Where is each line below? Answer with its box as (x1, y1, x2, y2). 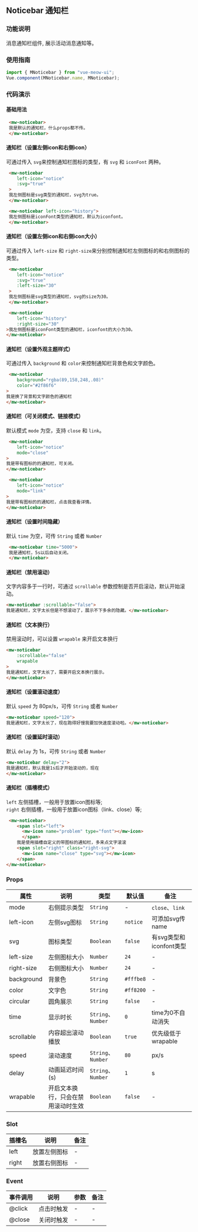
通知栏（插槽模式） (6, 784, 53, 792)
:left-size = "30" (16, 283, 57, 289)
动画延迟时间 (48, 1065, 84, 1073)
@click (9, 1204, 28, 1212)
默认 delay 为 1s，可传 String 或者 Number (6, 748, 106, 755)
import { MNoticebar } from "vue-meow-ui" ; (6, 69, 115, 75)
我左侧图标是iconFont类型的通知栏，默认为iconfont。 (8, 214, 126, 220)
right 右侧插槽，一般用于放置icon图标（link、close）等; (6, 806, 143, 813)
